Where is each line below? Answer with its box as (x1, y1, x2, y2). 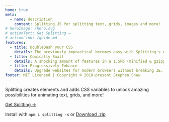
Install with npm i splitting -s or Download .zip (5, 111, 106, 117)
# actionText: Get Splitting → (5, 31, 71, 36)
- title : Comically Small (10, 54, 64, 59)
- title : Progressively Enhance (10, 63, 78, 68)
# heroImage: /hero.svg (5, 26, 55, 31)
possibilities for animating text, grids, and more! (5, 91, 104, 98)
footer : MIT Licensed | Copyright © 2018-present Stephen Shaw (5, 73, 141, 78)
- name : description (10, 17, 53, 22)
